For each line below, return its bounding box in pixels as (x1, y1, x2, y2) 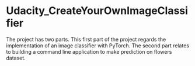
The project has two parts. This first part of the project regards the (6, 36, 166, 43)
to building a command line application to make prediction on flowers (6, 48, 172, 55)
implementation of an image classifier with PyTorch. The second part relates (6, 42, 190, 49)
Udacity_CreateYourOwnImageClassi (6, 4, 189, 18)
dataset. (6, 54, 26, 61)
